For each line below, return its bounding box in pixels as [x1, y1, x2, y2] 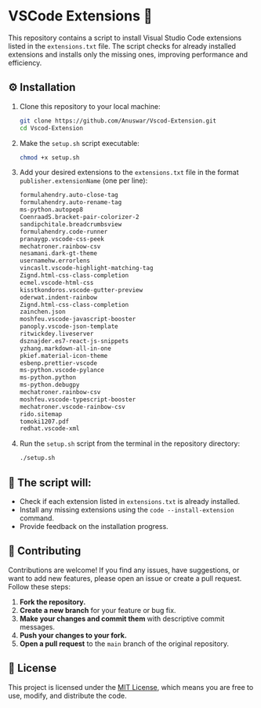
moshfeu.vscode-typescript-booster [19, 396, 136, 403]
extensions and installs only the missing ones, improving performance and [8, 49, 248, 59]
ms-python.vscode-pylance [19, 367, 104, 374]
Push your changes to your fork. [19, 630, 128, 640]
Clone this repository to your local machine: [19, 101, 161, 111]
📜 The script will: [8, 476, 92, 489]
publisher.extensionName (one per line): [19, 176, 148, 185]
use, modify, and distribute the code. [8, 691, 127, 700]
